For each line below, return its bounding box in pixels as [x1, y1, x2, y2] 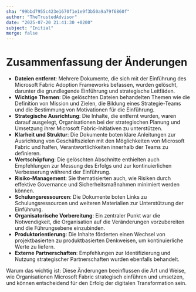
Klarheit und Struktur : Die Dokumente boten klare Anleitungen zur [14, 131, 176, 138]
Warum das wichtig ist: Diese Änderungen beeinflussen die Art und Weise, [6, 267, 186, 274]
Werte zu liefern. [14, 243, 55, 250]
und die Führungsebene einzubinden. [14, 225, 106, 232]
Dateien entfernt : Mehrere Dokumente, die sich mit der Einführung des [14, 75, 187, 82]
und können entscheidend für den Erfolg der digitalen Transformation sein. [6, 280, 187, 287]
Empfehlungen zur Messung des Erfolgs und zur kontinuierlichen [14, 162, 172, 169]
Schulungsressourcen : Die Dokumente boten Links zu [14, 193, 147, 201]
